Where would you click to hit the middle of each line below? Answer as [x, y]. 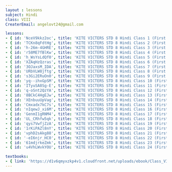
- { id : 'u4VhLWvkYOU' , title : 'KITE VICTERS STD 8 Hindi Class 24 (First [87, 148]
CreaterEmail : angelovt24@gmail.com [44, 24]
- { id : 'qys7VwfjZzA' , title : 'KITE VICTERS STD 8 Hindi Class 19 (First [87, 124]
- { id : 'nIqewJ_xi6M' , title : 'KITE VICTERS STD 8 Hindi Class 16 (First [87, 109]
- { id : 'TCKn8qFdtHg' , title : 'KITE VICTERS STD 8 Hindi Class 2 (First [86, 43]
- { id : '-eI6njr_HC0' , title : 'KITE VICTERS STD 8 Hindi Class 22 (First [87, 138]
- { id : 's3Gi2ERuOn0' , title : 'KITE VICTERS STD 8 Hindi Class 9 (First [86, 76]
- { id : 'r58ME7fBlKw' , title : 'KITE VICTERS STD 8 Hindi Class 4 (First [86, 52]
